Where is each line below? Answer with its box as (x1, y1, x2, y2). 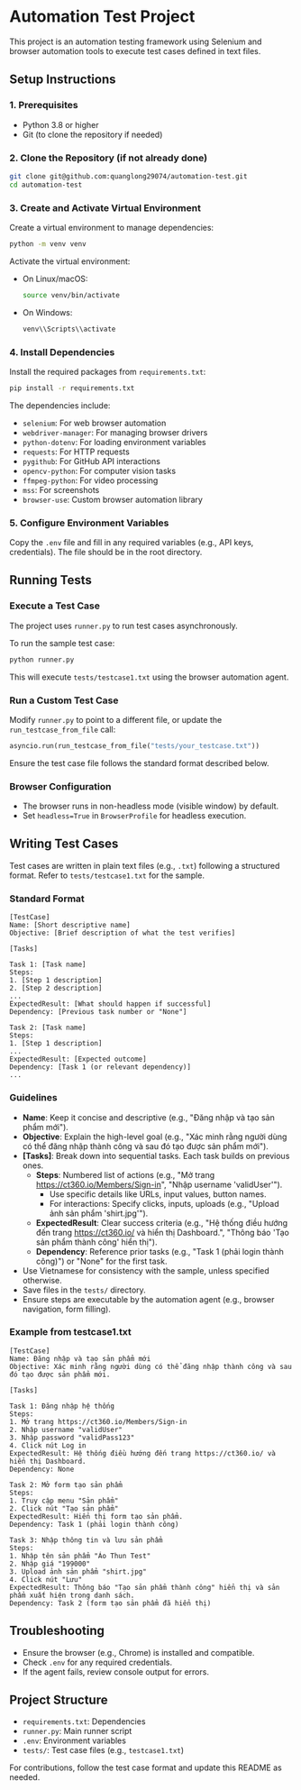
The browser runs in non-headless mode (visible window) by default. (22, 800, 279, 812)
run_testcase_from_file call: (9, 724, 116, 735)
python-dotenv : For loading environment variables (22, 436, 206, 447)
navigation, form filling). (22, 1303, 111, 1314)
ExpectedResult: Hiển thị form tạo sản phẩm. (9, 1511, 183, 1521)
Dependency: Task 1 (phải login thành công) (9, 1520, 179, 1529)
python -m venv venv (9, 239, 87, 249)
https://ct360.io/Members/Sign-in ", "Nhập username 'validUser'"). (35, 1179, 283, 1190)
